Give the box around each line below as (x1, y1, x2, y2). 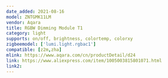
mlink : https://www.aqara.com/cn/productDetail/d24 (6, 52, 136, 58)
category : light (6, 30, 46, 36)
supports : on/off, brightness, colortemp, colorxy (6, 36, 133, 42)
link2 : (6, 63, 22, 69)
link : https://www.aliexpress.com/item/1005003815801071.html (6, 57, 162, 63)
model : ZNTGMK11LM (6, 14, 51, 20)
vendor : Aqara (6, 19, 41, 25)
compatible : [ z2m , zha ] (6, 47, 62, 53)
